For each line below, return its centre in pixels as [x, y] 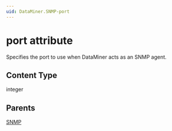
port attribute [39, 40]
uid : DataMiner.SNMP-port [38, 11]
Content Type [32, 75]
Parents [21, 108]
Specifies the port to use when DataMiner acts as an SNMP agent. [86, 57]
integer [15, 89]
